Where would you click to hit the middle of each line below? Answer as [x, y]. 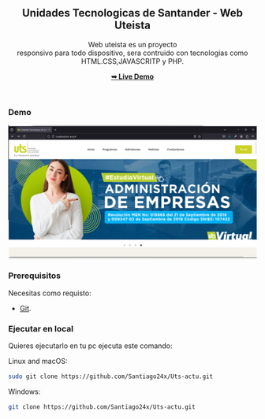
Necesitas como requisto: [50, 293]
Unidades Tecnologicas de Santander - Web [132, 13]
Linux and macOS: [38, 361]
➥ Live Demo [132, 76]
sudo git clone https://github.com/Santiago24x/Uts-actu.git [111, 376]
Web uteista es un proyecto [132, 44]
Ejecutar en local [41, 328]
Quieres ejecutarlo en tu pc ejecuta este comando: [90, 346]
